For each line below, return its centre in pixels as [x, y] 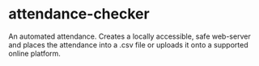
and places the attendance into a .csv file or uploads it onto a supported [128, 44]
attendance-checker [79, 14]
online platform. [34, 53]
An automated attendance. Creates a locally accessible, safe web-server [129, 36]
